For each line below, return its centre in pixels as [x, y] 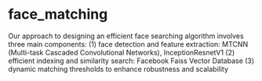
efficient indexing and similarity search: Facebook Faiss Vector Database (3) [131, 61]
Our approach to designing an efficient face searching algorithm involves [126, 36]
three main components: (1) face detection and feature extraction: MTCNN [128, 44]
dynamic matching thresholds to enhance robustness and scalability [118, 69]
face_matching [58, 14]
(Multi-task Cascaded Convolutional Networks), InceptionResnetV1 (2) [122, 52]
